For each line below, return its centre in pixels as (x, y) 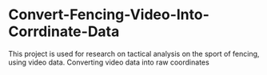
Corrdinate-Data (64, 32)
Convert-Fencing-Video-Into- (109, 15)
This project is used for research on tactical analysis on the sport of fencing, (134, 53)
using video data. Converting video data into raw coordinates (109, 62)
